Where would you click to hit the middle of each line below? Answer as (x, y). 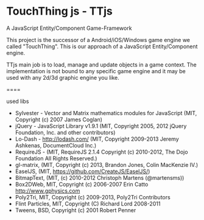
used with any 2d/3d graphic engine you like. (63, 77)
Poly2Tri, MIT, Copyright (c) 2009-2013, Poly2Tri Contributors (93, 197)
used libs (18, 101)
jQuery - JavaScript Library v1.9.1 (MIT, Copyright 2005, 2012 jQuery (101, 126)
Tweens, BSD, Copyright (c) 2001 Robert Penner (76, 210)
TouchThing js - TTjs (59, 11)
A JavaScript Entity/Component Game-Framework (69, 28)
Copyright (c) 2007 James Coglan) (58, 119)
